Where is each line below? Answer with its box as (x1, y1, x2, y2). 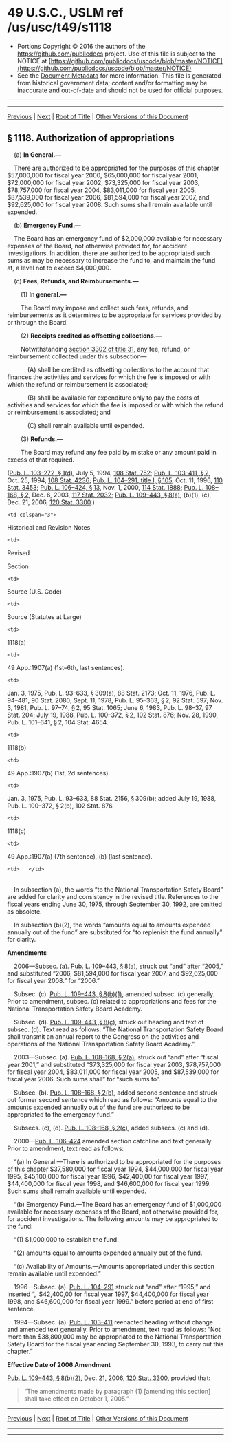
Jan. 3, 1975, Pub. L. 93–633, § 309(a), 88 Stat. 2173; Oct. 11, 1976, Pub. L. (7, 689, 216, 697)
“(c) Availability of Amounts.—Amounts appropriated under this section (13, 1262, 215, 1270)
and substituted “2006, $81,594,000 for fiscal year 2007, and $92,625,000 (7, 969, 219, 978)
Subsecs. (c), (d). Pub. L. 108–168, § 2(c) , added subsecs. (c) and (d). (13, 1123, 210, 1132)
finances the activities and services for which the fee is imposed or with (7, 373, 211, 381)
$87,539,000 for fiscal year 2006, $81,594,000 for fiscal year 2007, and (7, 193, 210, 201)
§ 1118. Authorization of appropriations (7, 132, 175, 144)
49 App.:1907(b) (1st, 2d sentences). (7, 768, 111, 777)
